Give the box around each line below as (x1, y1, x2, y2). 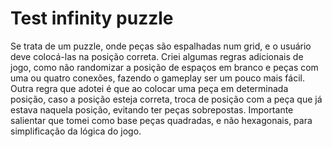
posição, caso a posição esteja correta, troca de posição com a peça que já (10, 93, 323, 105)
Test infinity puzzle (10, 7, 174, 30)
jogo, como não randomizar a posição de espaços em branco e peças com (10, 61, 319, 73)
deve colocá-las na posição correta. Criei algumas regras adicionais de (10, 50, 304, 62)
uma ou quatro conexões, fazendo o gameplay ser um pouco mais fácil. (10, 72, 305, 84)
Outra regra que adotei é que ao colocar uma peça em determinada (10, 82, 289, 94)
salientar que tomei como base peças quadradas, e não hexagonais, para (10, 114, 313, 126)
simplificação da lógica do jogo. (10, 125, 142, 137)
